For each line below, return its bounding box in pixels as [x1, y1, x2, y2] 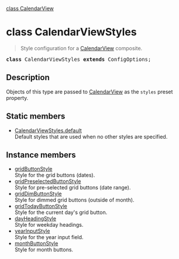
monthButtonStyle [14, 240, 58, 247]
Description [6, 72, 50, 82]
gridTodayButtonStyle [14, 203, 67, 210]
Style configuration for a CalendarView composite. [20, 44, 143, 51]
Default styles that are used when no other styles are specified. [14, 133, 168, 140]
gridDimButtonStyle [14, 190, 62, 198]
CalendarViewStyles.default [14, 127, 82, 134]
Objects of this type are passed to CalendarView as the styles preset [6, 88, 173, 95]
